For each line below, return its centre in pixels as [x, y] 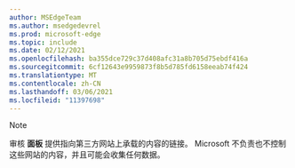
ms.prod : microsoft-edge [55, 34]
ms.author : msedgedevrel [55, 26]
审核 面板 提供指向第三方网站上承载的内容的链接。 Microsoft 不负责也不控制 [148, 144]
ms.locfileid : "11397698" [57, 100]
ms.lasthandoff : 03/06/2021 [61, 92]
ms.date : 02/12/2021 [48, 51]
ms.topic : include [43, 42]
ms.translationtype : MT [53, 76]
